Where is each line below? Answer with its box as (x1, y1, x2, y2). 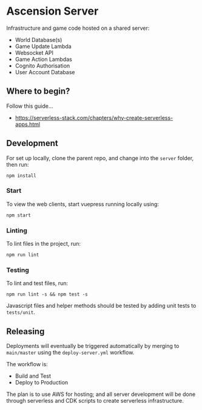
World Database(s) (15, 36, 62, 43)
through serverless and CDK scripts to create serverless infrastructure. (6, 397, 184, 405)
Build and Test (15, 372, 52, 380)
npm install (6, 172, 36, 179)
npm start (6, 212, 32, 218)
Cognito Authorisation (15, 62, 70, 69)
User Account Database (15, 68, 75, 75)
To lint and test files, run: (6, 280, 69, 287)
